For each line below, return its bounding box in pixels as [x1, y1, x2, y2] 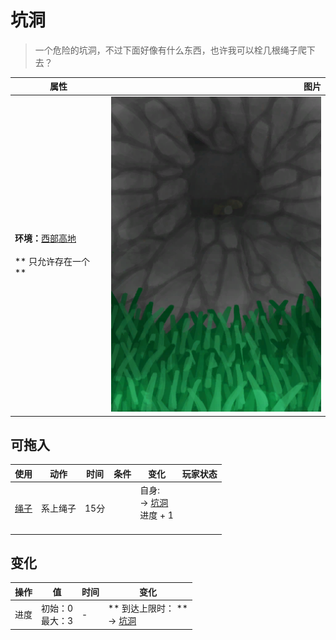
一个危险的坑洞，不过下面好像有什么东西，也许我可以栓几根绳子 [34, 44, 298, 56]
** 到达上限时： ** [108, 602, 188, 615]
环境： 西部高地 [14, 232, 77, 245]
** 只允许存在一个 [14, 256, 90, 268]
